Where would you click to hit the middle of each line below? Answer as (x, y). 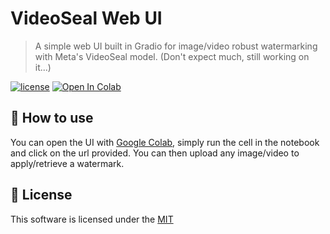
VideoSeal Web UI (86, 18)
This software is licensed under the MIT (92, 219)
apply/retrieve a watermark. (67, 163)
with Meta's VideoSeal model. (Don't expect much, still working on (172, 56)
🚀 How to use (52, 118)
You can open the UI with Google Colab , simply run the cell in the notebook (165, 142)
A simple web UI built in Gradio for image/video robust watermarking (176, 46)
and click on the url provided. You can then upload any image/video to (155, 153)
